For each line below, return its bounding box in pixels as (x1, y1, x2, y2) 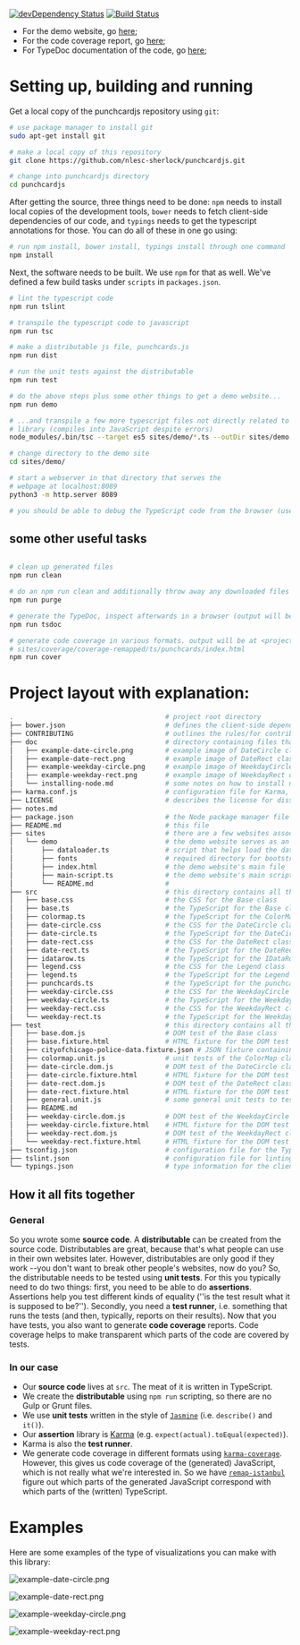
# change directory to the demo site (9, 449, 150, 458)
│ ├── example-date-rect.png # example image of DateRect (9, 754, 274, 763)
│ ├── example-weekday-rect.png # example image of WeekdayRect (9, 771, 286, 780)
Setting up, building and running (9, 76, 254, 97)
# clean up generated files (9, 562, 114, 572)
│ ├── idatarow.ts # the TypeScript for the (9, 954, 262, 963)
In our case (9, 1361, 59, 1374)
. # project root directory (9, 713, 262, 722)
